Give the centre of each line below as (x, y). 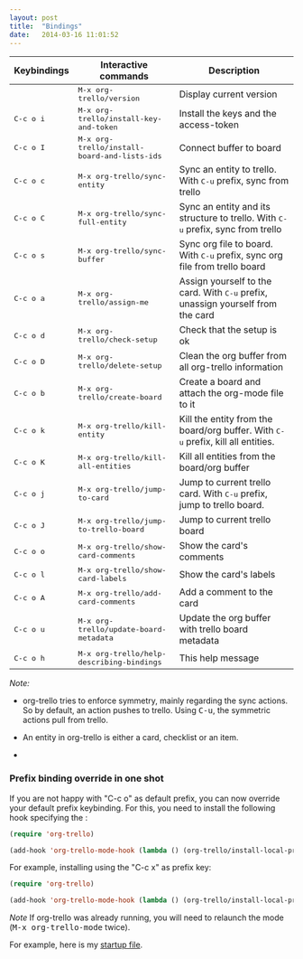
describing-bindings (120, 662)
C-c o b (29, 393)
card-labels (102, 579)
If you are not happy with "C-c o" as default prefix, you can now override (145, 798)
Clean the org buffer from (233, 356)
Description (234, 71)
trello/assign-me (113, 302)
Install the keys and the (228, 113)
